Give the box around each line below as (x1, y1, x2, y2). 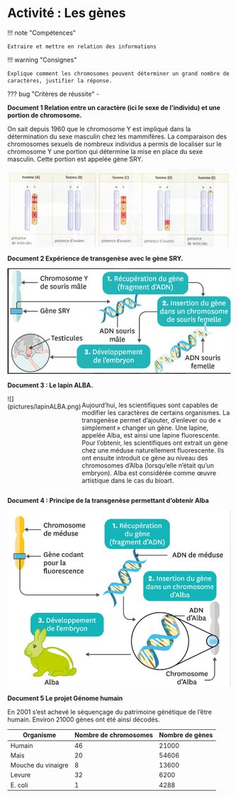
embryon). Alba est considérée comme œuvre (81, 468, 217, 477)
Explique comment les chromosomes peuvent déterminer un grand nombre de (7, 70, 230, 77)
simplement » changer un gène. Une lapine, (81, 423, 209, 432)
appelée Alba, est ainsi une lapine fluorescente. (81, 431, 220, 439)
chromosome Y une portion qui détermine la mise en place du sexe (7, 147, 203, 155)
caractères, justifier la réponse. (7, 77, 113, 84)
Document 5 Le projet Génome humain (7, 694, 123, 702)
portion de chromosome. (7, 111, 82, 119)
